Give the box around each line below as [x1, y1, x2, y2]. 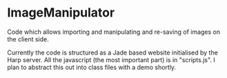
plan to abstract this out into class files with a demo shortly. [7, 63, 177, 71]
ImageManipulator [7, 5, 115, 21]
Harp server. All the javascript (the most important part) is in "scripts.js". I [7, 55, 215, 64]
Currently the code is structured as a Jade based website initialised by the [7, 48, 219, 57]
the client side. [7, 35, 50, 43]
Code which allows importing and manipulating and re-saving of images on [7, 28, 221, 36]
